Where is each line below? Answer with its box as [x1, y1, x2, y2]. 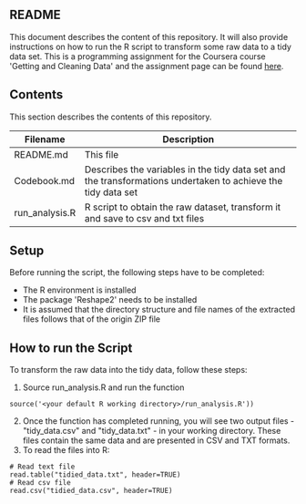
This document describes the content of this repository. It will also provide [9, 31, 289, 42]
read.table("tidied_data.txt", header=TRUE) [9, 470, 181, 479]
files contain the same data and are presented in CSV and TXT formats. [22, 435, 291, 446]
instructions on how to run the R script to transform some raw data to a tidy [9, 41, 291, 52]
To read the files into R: [22, 445, 110, 456]
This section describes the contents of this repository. [9, 111, 212, 122]
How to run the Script [9, 340, 133, 355]
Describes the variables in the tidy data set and [84, 163, 286, 176]
